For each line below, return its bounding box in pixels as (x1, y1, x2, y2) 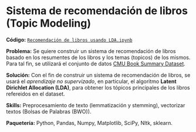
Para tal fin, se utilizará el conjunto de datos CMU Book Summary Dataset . (6, 60, 186, 67)
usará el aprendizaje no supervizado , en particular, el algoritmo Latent (6, 78, 177, 85)
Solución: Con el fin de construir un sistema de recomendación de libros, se (6, 71, 191, 78)
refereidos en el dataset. (6, 90, 65, 97)
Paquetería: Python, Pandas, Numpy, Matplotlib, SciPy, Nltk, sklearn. (6, 119, 173, 126)
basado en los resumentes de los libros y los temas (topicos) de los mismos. (6, 54, 191, 61)
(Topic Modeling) (6, 16, 92, 30)
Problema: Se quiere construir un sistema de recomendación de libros (6, 47, 176, 54)
